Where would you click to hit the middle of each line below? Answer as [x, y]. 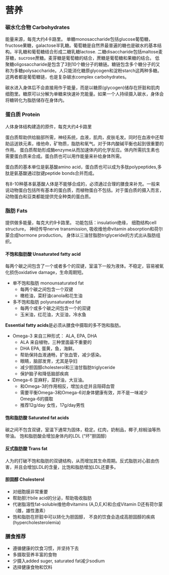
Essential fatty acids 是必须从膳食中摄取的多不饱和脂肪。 [64, 325]
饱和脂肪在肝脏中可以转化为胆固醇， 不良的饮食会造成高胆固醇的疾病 [83, 517]
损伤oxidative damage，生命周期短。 [48, 272]
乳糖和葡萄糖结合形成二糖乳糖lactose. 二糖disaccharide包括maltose [88, 52]
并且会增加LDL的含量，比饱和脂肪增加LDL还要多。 [66, 467]
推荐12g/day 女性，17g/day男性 [52, 405]
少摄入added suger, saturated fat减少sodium [59, 561]
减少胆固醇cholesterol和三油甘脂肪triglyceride [68, 368]
